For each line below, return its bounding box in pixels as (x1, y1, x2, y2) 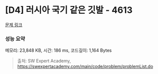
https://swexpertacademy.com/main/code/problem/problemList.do (17, 64, 154, 70)
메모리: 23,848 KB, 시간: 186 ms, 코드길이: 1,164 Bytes (5, 47, 112, 53)
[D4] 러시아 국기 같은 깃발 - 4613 (5, 4, 133, 16)
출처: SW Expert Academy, (17, 58, 71, 64)
